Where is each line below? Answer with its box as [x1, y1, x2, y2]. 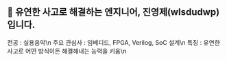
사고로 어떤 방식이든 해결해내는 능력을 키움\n [7, 47, 127, 55]
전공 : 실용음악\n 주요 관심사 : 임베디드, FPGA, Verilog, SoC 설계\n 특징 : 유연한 [7, 38, 221, 46]
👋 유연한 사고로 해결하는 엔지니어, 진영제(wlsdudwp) [7, 6, 220, 18]
